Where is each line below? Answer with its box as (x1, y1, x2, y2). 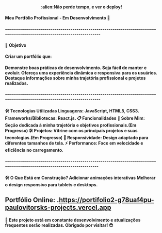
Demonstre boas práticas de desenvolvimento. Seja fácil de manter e (5, 65, 147, 71)
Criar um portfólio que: (5, 54, 52, 59)
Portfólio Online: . (5, 196, 59, 204)
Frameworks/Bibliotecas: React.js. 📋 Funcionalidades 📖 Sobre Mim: (5, 115, 145, 121)
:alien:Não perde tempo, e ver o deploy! (41, 4, 122, 10)
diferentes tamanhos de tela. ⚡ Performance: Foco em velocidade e (5, 140, 143, 146)
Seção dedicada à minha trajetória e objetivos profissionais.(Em (5, 122, 137, 128)
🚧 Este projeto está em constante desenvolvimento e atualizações (5, 217, 141, 223)
